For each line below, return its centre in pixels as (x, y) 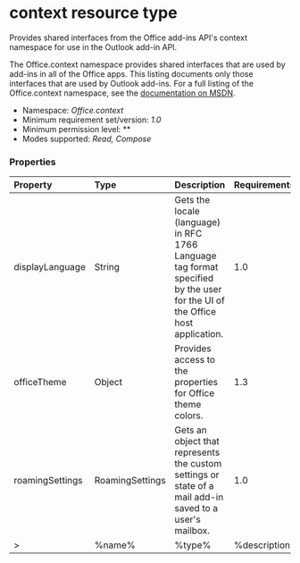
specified (194, 278)
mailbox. (192, 531)
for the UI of (200, 300)
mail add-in (199, 497)
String (107, 267)
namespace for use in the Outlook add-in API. (93, 46)
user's (187, 519)
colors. (189, 416)
